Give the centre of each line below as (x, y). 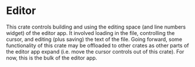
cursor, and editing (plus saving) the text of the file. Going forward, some (94, 39)
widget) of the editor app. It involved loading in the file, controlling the (90, 33)
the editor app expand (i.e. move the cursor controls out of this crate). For (95, 51)
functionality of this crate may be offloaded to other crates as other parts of (97, 45)
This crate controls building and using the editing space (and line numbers (96, 27)
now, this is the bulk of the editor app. (52, 58)
